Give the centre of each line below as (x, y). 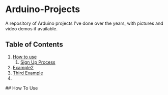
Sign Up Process (38, 62)
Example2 (23, 67)
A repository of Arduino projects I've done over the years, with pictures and (85, 23)
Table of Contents (34, 45)
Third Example (28, 73)
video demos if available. (31, 28)
